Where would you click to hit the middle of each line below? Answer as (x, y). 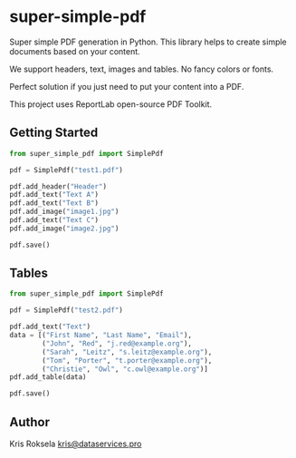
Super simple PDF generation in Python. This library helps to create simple (148, 42)
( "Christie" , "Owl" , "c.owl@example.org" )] (125, 369)
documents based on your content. (75, 51)
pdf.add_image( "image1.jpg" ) (64, 212)
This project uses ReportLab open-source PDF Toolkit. (111, 104)
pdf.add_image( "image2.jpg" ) (64, 229)
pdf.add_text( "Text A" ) (54, 195)
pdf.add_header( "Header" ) (58, 186)
